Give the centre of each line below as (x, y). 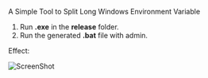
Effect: (19, 51)
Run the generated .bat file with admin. (84, 35)
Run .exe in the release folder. (69, 27)
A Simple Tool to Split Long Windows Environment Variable (104, 12)
